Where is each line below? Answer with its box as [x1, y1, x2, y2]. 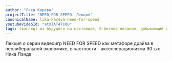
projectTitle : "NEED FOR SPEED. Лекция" [5, 12, 93, 17]
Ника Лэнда [5, 51, 32, 57]
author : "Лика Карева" [5, 7, 54, 13]
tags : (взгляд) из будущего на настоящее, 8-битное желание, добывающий [5, 26, 164, 32]
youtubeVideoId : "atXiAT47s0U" [5, 21, 72, 27]
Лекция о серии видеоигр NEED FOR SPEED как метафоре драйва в [5, 40, 154, 46]
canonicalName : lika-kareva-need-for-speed [5, 17, 100, 22]
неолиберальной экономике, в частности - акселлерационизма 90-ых [5, 46, 160, 52]
